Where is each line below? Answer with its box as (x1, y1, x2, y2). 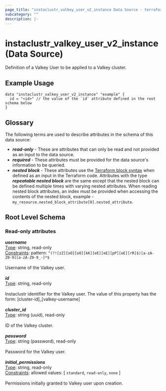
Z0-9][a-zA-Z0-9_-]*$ (5, 255, 50, 260)
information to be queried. (12, 162, 66, 168)
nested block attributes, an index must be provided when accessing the (12, 188, 158, 194)
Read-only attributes (5, 228, 56, 235)
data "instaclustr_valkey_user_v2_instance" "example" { (5, 92, 125, 97)
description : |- (5, 16, 39, 21)
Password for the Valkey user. (5, 348, 66, 354)
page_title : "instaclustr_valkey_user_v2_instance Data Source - (5, 7, 142, 12)
